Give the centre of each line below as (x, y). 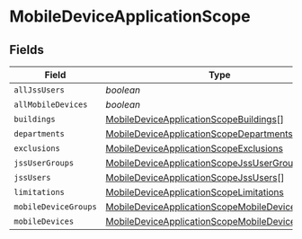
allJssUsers (40, 90)
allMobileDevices (51, 105)
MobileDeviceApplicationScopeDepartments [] (203, 134)
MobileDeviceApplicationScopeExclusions (194, 148)
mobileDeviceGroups (55, 207)
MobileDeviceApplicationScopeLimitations (195, 192)
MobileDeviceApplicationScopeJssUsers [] (195, 177)
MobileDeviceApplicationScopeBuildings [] (195, 119)
